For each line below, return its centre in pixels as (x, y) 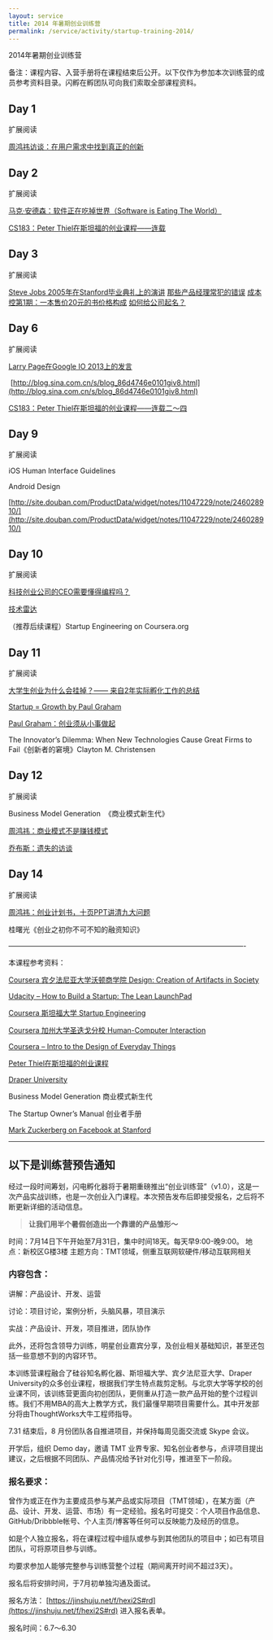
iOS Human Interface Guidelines (62, 471)
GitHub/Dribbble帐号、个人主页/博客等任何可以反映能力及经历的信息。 (126, 1521)
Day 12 (26, 775)
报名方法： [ (29, 1601)
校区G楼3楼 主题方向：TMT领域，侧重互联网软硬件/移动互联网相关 (141, 1251)
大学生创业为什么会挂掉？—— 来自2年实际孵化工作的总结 (104, 691)
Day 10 (26, 554)
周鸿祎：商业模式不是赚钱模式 (58, 830)
